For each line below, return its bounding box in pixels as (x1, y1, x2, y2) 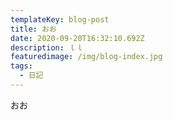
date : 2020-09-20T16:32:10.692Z (10, 33, 145, 43)
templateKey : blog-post (10, 14, 110, 25)
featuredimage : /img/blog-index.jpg (10, 52, 163, 62)
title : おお (10, 24, 57, 34)
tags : (10, 61, 33, 71)
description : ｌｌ (10, 42, 84, 53)
